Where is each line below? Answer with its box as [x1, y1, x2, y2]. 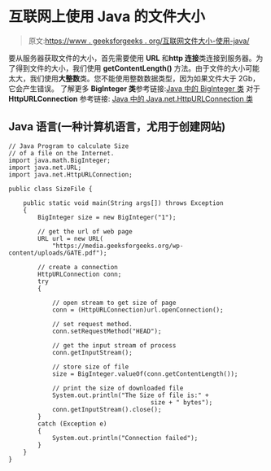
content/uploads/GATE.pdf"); [8, 249, 107, 257]
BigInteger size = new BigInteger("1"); [37, 213, 177, 221]
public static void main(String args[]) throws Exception [23, 198, 224, 207]
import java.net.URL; [8, 164, 82, 172]
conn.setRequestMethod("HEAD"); [51, 327, 162, 335]
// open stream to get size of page [51, 299, 177, 307]
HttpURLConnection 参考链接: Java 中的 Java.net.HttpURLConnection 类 [8, 94, 254, 103]
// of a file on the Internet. [8, 149, 115, 157]
